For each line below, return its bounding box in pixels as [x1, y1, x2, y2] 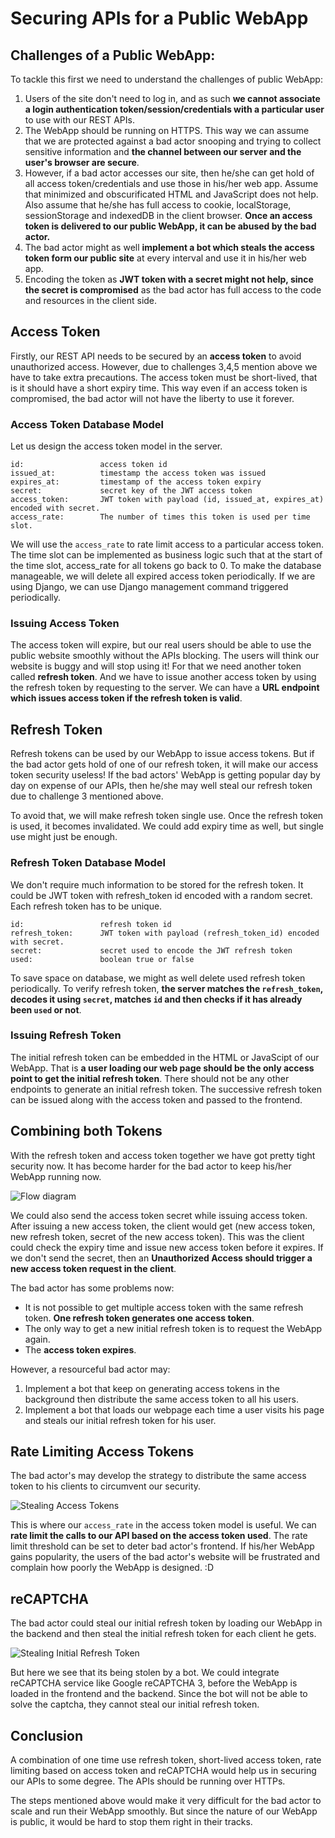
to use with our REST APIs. [24, 114, 135, 126]
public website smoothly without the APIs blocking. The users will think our [10, 650, 320, 662]
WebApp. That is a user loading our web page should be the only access [10, 1062, 315, 1074]
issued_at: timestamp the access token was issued [10, 468, 267, 479]
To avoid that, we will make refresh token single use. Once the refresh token [10, 810, 324, 822]
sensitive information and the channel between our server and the [24, 146, 302, 157]
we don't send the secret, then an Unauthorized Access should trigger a [10, 1252, 313, 1264]
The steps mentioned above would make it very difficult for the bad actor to [10, 1795, 322, 1807]
